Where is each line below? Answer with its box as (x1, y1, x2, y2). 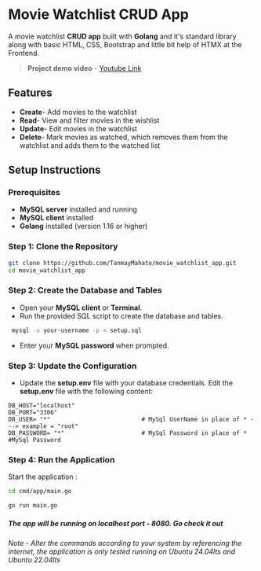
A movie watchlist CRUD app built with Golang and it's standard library (8, 31, 237, 41)
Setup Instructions (8, 164, 101, 177)
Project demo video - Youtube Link (27, 63, 142, 72)
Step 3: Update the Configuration (8, 360, 137, 371)
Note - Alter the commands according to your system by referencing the (8, 538, 242, 547)
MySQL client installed (19, 213, 94, 223)
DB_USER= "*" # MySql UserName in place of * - (8, 415, 255, 423)
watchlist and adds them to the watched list (19, 140, 161, 150)
